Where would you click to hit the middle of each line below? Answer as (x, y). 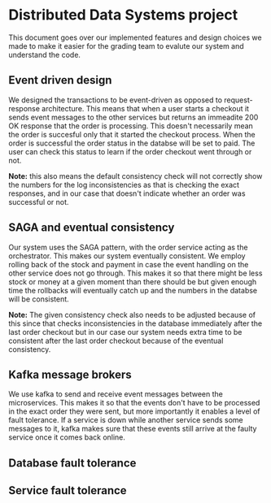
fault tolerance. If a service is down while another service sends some (126, 420)
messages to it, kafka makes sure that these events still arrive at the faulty (133, 429)
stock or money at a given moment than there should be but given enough (133, 281)
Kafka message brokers (70, 374)
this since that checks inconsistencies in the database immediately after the (135, 323)
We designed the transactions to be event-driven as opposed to (115, 100)
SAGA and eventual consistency (92, 228)
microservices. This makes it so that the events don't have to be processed (134, 403)
